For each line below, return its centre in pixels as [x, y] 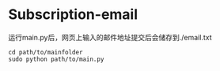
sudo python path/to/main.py [56, 59]
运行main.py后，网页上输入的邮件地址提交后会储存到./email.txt [110, 37]
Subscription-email [73, 15]
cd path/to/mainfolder [46, 52]
